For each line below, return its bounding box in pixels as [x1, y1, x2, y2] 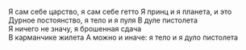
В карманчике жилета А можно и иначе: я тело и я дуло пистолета [8, 32, 239, 42]
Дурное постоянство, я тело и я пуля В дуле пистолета [8, 15, 198, 25]
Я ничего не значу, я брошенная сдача [8, 24, 142, 33]
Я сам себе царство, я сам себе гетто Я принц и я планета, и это [8, 7, 232, 16]
